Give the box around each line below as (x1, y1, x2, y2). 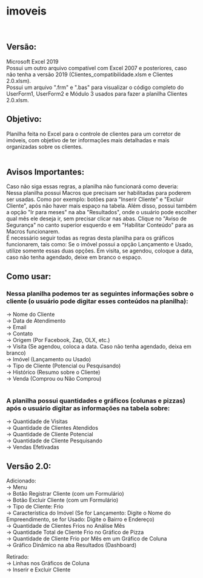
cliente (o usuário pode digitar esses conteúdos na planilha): (6, 297, 188, 305)
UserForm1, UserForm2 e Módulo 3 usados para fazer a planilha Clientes (6, 90, 188, 97)
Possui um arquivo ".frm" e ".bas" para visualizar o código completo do (6, 84, 184, 91)
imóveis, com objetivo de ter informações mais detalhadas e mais (6, 136, 170, 143)
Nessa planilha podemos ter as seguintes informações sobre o (6, 289, 194, 298)
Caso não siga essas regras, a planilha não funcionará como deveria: (6, 183, 179, 190)
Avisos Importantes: (6, 166, 85, 177)
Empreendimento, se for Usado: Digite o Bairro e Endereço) (6, 516, 155, 523)
